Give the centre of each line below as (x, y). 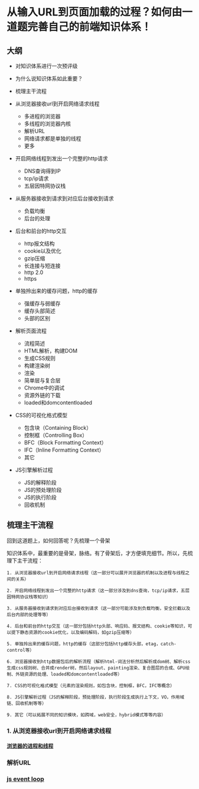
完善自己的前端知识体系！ (90, 27)
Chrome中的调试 (44, 388)
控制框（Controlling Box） (56, 435)
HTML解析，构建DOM (51, 351)
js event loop (26, 779)
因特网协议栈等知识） (29, 597)
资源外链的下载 (42, 395)
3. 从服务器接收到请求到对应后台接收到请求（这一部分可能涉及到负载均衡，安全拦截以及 (99, 608)
